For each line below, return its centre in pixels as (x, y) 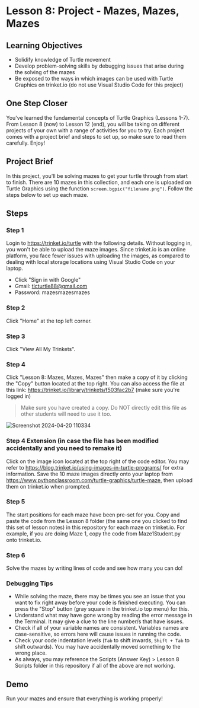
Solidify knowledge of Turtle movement (63, 60)
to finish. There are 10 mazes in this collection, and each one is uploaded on (99, 182)
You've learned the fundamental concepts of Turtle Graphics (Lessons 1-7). (98, 117)
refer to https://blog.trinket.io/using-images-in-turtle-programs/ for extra (95, 467)
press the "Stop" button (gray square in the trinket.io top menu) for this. (102, 609)
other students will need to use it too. (66, 414)
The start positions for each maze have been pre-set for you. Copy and (93, 515)
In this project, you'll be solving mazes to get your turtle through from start (97, 176)
